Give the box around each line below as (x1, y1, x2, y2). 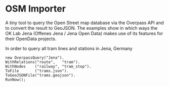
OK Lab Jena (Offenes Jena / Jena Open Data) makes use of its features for (5, 30, 163, 36)
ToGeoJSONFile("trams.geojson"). (5, 72, 76, 78)
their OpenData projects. (5, 36, 57, 42)
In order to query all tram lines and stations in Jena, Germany (5, 45, 133, 51)
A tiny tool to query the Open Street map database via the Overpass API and (5, 20, 164, 26)
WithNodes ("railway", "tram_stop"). (5, 64, 92, 69)
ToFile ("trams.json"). (5, 68, 69, 73)
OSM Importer (5, 3, 66, 15)
